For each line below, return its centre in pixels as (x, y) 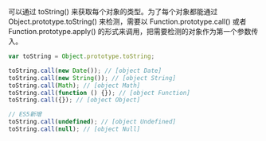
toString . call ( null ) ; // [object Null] (74, 129)
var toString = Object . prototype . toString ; (82, 56)
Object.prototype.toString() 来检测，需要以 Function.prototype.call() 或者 (127, 21)
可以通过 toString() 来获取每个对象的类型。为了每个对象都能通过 (113, 11)
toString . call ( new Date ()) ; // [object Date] (85, 70)
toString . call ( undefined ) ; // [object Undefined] (92, 122)
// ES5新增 (25, 114)
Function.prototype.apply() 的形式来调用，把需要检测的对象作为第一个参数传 (133, 31)
